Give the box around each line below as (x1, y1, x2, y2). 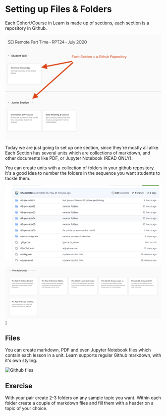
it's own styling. (5, 357, 38, 363)
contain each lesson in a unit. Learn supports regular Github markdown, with (5, 352, 162, 358)
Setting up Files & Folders (5, 3, 112, 15)
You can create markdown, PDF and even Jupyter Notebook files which (5, 347, 151, 353)
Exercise (5, 381, 33, 390)
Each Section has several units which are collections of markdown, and (5, 150, 151, 156)
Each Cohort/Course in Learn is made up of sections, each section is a (5, 20, 150, 26)
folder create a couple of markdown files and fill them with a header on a (5, 400, 154, 406)
